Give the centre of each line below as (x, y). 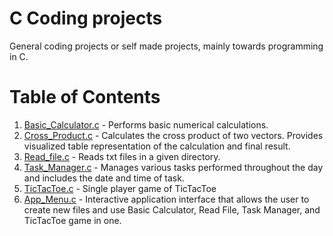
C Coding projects (86, 18)
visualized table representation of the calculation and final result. (157, 146)
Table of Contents (85, 97)
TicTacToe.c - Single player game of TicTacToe (120, 188)
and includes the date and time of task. (104, 178)
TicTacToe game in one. (72, 220)
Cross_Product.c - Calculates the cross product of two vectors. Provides (173, 135)
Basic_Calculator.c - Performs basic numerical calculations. (146, 124)
